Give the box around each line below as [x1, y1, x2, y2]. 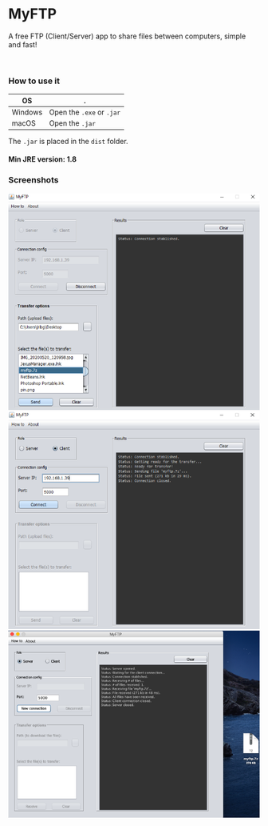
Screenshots [8, 174, 59, 186]
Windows [11, 107, 43, 117]
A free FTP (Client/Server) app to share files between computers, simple [8, 31, 246, 41]
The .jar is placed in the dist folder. [8, 136, 129, 146]
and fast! [8, 39, 37, 49]
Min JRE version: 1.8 [8, 154, 77, 164]
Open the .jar [49, 118, 96, 128]
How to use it [8, 75, 60, 86]
